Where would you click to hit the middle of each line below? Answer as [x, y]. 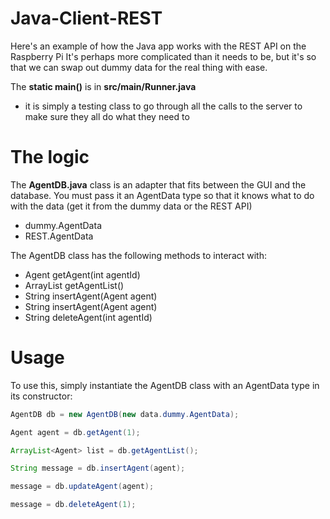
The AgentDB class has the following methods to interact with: [139, 255]
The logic [50, 157]
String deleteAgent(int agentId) [88, 317]
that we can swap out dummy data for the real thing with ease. [139, 67]
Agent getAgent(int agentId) [82, 274]
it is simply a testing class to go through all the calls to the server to [163, 106]
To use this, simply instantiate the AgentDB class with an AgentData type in [165, 385]
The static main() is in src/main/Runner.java [103, 86]
